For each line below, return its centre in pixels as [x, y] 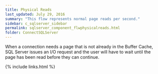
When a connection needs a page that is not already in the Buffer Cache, [79, 47]
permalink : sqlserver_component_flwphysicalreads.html [63, 28]
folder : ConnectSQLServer [32, 33]
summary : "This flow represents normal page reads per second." [73, 19]
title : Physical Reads [28, 10]
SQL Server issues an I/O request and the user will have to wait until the [78, 52]
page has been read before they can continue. [52, 57]
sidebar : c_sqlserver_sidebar [36, 23]
